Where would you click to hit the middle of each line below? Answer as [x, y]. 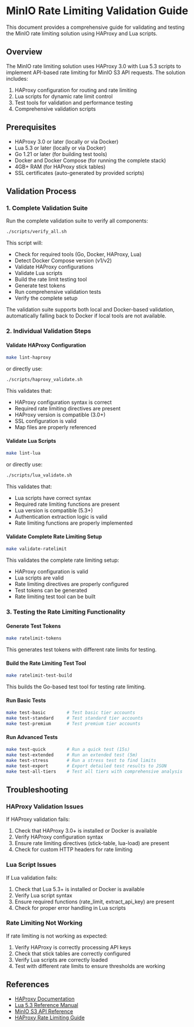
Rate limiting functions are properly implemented [74, 523]
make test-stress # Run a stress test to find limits [81, 760]
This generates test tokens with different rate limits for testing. [81, 650]
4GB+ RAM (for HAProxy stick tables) [60, 167]
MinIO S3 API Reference [44, 1011]
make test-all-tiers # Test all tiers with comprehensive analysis [94, 771]
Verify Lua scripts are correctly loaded [61, 960]
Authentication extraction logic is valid [61, 516]
